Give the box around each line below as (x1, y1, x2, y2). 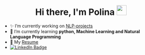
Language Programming (9, 34, 61, 40)
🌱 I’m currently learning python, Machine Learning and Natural (9, 28, 140, 34)
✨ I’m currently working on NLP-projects (9, 23, 93, 29)
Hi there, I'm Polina (35, 6, 115, 18)
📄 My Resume (9, 39, 39, 45)
